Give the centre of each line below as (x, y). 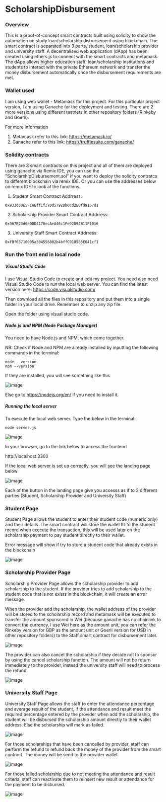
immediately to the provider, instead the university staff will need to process (83, 665)
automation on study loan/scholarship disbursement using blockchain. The (81, 41)
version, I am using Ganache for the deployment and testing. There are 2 (79, 107)
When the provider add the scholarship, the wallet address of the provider (81, 609)
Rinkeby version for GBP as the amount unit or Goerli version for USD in (78, 630)
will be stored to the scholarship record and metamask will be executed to (81, 614)
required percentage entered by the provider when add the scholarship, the (82, 714)
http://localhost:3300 (27, 456)
